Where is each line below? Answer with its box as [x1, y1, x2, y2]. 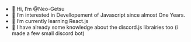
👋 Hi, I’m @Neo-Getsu [11, 6, 65, 12]
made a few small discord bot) [11, 30, 85, 37]
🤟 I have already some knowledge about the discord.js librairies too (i [11, 24, 178, 30]
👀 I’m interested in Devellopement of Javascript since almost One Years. [11, 12, 186, 18]
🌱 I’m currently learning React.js [11, 18, 89, 24]
